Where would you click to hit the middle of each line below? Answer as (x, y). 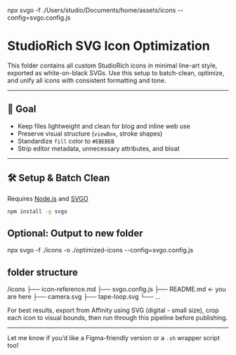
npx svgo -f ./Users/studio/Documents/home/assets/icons (92, 10)
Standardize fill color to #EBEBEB (66, 141)
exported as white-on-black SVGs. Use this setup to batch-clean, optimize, (116, 72)
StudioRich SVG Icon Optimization (109, 46)
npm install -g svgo (38, 211)
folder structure (43, 272)
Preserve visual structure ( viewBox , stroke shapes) (90, 134)
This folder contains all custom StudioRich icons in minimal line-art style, (112, 65)
